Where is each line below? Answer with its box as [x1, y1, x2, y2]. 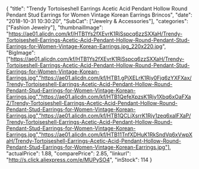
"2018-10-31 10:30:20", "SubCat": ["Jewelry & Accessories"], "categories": [6, 18, 189, 24]
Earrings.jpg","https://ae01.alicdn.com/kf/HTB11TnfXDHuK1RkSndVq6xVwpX [6, 131, 193, 138]
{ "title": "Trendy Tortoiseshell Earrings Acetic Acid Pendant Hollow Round [6, 5, 188, 12]
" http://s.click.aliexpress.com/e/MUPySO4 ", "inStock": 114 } [6, 157, 153, 163]
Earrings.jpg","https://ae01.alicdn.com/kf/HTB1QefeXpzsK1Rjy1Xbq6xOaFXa [6, 93, 191, 100]
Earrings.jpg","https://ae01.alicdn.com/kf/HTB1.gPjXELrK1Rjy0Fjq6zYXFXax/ [6, 74, 192, 81]
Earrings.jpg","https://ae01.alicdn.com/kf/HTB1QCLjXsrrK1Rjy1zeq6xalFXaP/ [6, 112, 191, 119]
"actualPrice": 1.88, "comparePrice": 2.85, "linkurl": [6, 150, 131, 157]
